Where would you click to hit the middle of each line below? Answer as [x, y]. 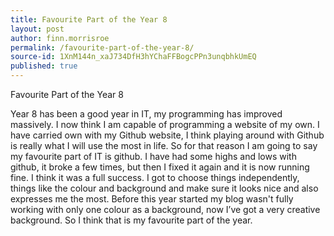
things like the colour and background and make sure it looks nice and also [164, 188]
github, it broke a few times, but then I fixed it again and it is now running [160, 167]
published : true [44, 66]
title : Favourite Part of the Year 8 [89, 19]
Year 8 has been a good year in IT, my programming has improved [146, 114]
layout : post [37, 29]
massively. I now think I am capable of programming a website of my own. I [165, 124]
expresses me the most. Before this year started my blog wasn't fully [152, 199]
